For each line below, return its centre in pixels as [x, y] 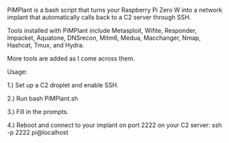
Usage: [17, 72]
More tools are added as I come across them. [71, 58]
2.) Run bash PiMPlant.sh [43, 98]
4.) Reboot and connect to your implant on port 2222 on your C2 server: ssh [114, 125]
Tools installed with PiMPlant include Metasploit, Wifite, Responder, [102, 31]
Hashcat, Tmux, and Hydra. [46, 45]
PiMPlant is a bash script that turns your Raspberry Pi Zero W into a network [115, 10]
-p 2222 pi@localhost [38, 132]
